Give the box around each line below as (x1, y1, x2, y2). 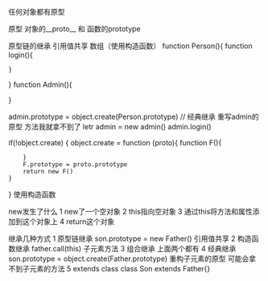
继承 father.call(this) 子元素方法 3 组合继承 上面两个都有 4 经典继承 (14, 244, 237, 253)
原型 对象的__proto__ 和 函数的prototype (8, 24, 141, 34)
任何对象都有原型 (8, 7, 65, 16)
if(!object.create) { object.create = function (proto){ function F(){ (8, 138, 222, 147)
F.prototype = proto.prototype (23, 161, 128, 169)
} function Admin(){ (8, 79, 72, 89)
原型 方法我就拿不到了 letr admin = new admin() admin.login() (8, 122, 212, 131)
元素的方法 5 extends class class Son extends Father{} (29, 264, 211, 273)
